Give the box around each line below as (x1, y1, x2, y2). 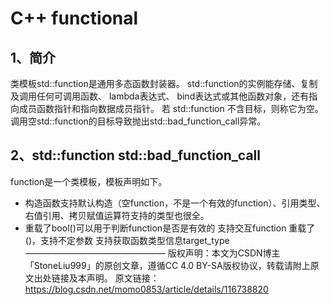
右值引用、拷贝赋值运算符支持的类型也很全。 (24, 209, 210, 221)
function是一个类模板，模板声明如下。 (10, 175, 168, 187)
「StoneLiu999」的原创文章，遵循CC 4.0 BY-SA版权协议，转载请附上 (24, 259, 311, 271)
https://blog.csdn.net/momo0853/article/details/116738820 (24, 283, 269, 295)
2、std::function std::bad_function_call (10, 147, 261, 164)
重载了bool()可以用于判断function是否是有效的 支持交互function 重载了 (24, 222, 316, 234)
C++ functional (10, 7, 139, 30)
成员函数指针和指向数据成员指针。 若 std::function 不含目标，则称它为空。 (18, 103, 324, 114)
